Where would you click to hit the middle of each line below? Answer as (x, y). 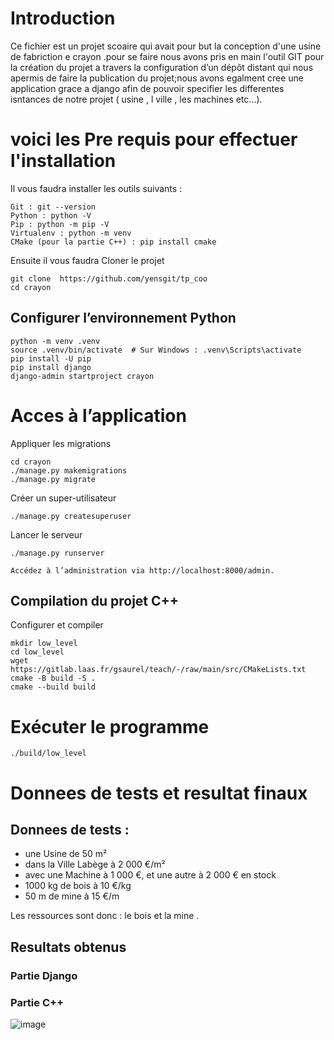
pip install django (51, 367)
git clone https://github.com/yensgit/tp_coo (109, 278)
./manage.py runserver (57, 553)
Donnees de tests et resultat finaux (159, 793)
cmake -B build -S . (53, 678)
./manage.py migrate (53, 479)
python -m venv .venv (55, 341)
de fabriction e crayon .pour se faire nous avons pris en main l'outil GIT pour (167, 56)
